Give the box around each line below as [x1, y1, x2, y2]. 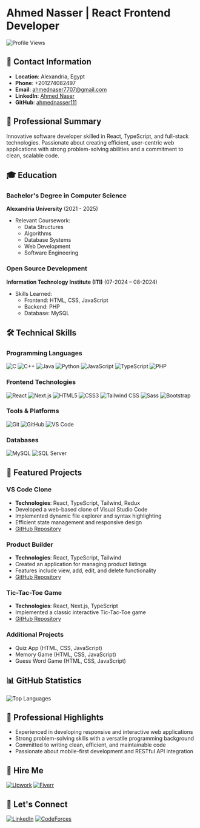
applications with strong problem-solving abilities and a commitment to [6, 145, 184, 152]
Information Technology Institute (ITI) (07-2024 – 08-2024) [6, 278, 158, 286]
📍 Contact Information [6, 56, 92, 67]
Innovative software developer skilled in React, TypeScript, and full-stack [6, 132, 189, 140]
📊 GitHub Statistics [6, 676, 82, 686]
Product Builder [6, 540, 53, 549]
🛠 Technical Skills [6, 327, 77, 338]
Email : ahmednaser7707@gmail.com [15, 86, 107, 93]
